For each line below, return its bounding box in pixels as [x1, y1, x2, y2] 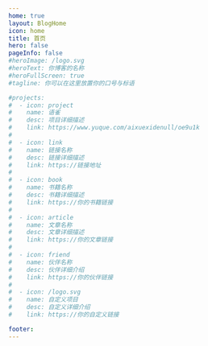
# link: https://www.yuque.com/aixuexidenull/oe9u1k [8, 124, 200, 132]
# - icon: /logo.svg [8, 288, 81, 296]
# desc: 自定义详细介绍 [8, 303, 90, 311]
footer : [8, 325, 35, 333]
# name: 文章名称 [8, 220, 73, 229]
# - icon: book [8, 176, 63, 184]
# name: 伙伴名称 [8, 258, 73, 266]
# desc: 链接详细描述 [8, 154, 85, 162]
